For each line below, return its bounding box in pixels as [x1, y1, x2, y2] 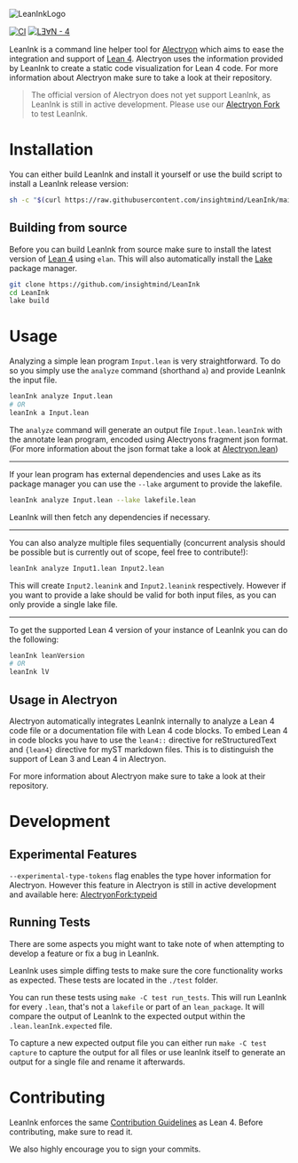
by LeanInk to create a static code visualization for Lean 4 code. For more [9, 63, 278, 73]
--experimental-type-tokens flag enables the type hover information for [9, 870, 271, 880]
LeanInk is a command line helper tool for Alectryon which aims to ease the [9, 44, 285, 54]
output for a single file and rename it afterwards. [9, 1056, 186, 1067]
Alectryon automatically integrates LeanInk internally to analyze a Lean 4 [9, 716, 275, 726]
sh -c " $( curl [9, 196, 62, 205]
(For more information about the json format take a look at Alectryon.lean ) [9, 443, 278, 453]
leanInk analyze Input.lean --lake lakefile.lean [9, 495, 197, 504]
